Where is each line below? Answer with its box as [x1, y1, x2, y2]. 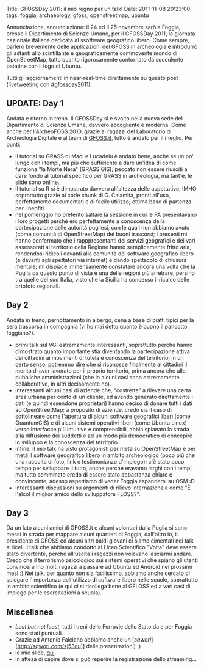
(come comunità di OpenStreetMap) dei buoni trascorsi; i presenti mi [15, 230, 188, 238]
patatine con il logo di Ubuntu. [6, 62, 82, 70]
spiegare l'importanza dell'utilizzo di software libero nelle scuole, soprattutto [6, 576, 199, 583]
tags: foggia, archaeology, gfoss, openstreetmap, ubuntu [6, 12, 149, 19]
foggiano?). [6, 329, 35, 337]
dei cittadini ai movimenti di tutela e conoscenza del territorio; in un [15, 354, 184, 361]
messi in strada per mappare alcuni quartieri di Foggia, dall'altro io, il [6, 531, 178, 538]
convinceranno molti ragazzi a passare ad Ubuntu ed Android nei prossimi [6, 563, 192, 571]
